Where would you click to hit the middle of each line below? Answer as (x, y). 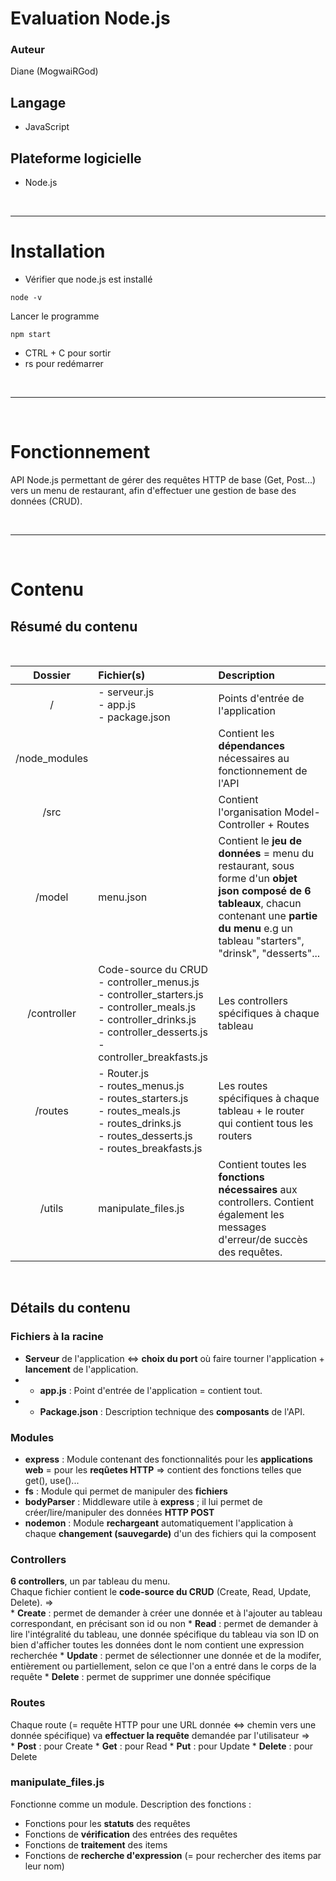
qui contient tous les (266, 1123)
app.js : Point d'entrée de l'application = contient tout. (151, 1390)
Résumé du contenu (74, 626)
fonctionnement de (263, 770)
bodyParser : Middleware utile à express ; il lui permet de (143, 1501)
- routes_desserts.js (145, 1135)
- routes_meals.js (139, 1110)
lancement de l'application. (81, 1369)
